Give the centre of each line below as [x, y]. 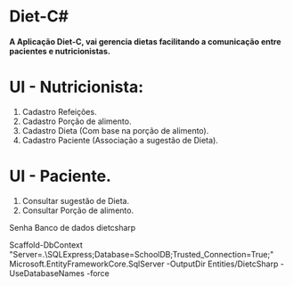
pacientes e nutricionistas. [60, 51]
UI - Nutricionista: [77, 87]
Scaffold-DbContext [46, 245]
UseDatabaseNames [47, 273]
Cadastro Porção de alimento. [77, 121]
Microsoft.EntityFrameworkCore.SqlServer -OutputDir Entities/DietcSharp [144, 264]
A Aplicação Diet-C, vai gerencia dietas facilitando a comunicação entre [146, 41]
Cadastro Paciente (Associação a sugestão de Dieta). [120, 140]
